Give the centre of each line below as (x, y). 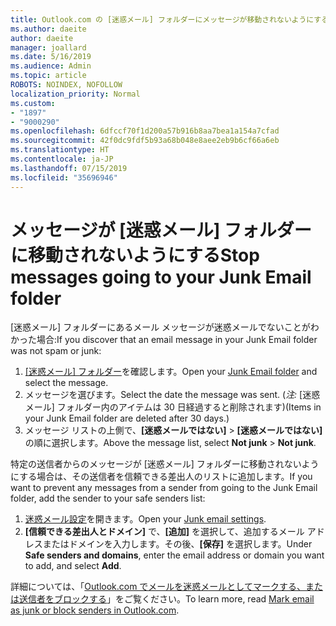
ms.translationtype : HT (60, 150)
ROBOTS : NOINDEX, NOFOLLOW (66, 85)
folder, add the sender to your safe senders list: (108, 498)
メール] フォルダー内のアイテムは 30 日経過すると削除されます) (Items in (173, 407)
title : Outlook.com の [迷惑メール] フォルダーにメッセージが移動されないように (162, 19)
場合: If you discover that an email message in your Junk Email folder (177, 340)
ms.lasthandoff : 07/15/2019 (69, 168)
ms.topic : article (48, 76)
